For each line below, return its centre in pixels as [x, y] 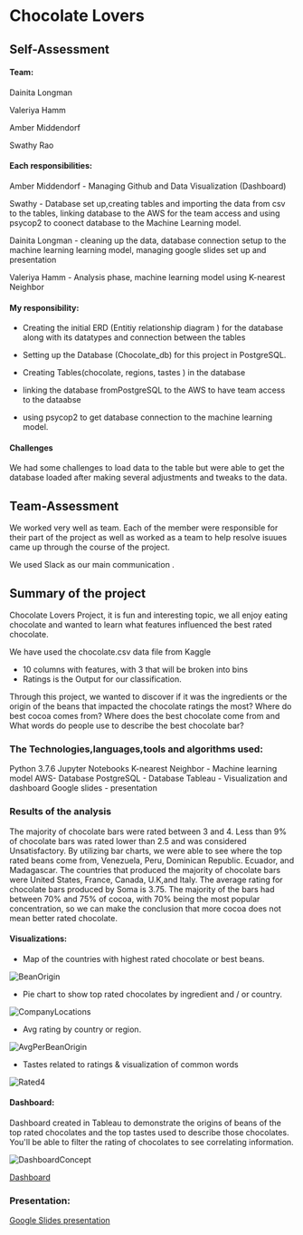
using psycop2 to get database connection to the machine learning [147, 417]
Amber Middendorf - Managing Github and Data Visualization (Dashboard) [148, 186]
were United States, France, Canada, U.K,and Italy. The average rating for [146, 880]
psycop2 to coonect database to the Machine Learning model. [125, 222]
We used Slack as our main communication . [92, 565]
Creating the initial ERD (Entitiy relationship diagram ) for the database [153, 328]
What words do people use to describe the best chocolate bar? [127, 725]
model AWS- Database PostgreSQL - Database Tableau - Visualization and [148, 778]
